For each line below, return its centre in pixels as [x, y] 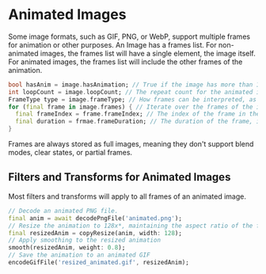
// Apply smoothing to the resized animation [84, 240]
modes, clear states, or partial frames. [70, 153]
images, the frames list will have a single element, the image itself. [148, 53]
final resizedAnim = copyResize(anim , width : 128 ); [95, 233]
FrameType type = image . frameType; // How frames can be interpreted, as [133, 99]
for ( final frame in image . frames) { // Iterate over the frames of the [131, 107]
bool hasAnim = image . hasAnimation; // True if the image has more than [131, 85]
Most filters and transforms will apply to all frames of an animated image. [127, 196]
